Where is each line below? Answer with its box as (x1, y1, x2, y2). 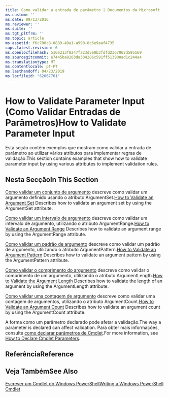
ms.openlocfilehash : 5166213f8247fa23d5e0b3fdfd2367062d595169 (5, 50, 142, 55)
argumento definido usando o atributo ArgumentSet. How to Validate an (5, 194, 154, 201)
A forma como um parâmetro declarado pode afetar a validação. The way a (5, 319, 161, 325)
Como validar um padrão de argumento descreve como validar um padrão (5, 241, 160, 247)
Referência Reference (5, 350, 74, 358)
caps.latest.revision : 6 (5, 45, 58, 50)
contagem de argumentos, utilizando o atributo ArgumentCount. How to (5, 298, 154, 305)
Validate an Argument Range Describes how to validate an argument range (5, 225, 161, 231)
